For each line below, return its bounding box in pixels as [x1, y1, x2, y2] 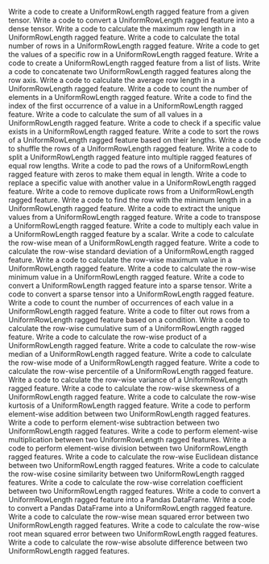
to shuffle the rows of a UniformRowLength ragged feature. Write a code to [8, 144, 258, 153]
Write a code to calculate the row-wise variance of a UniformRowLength [8, 375, 248, 384]
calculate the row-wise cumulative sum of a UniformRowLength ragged [8, 324, 245, 333]
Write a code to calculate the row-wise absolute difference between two [8, 537, 248, 547]
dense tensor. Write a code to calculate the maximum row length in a [8, 24, 236, 33]
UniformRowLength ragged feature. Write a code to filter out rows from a [8, 306, 250, 316]
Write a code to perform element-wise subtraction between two [8, 418, 220, 427]
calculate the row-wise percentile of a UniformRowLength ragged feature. [8, 367, 254, 375]
